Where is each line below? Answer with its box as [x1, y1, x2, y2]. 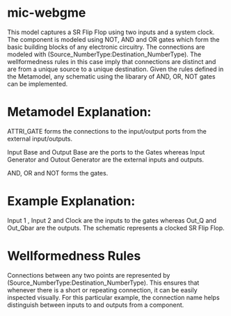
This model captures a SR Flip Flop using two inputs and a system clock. [7, 28, 215, 36]
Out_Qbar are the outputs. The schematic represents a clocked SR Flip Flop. [7, 223, 225, 232]
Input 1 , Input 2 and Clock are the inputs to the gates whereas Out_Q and [7, 216, 217, 224]
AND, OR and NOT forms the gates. [7, 168, 109, 177]
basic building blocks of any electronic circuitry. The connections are [7, 42, 205, 51]
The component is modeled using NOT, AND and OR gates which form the [7, 35, 220, 43]
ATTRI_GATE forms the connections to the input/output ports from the [7, 127, 207, 135]
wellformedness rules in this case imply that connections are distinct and [7, 57, 216, 65]
